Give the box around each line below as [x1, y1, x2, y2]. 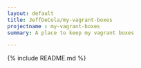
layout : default [7, 10, 54, 17]
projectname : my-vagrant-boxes [7, 23, 100, 30]
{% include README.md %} [7, 54, 86, 63]
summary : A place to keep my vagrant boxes [7, 29, 135, 36]
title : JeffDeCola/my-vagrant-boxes [7, 16, 113, 23]
